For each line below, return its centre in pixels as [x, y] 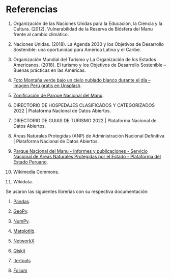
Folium [20, 270]
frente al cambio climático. [41, 34]
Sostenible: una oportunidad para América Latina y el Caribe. [77, 49]
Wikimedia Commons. [36, 172]
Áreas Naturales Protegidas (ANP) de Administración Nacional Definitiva [89, 135]
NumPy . [21, 221]
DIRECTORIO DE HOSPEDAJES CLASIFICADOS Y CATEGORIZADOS [84, 105]
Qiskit [19, 251]
